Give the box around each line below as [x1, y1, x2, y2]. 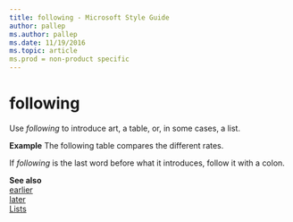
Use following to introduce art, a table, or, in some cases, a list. [9, 123, 241, 133]
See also [9, 175, 42, 185]
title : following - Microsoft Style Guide [9, 13, 170, 22]
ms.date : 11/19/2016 [9, 38, 87, 47]
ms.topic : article [9, 47, 78, 55]
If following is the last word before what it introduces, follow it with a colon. [9, 158, 286, 168]
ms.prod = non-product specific [9, 55, 130, 64]
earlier [9, 184, 33, 195]
